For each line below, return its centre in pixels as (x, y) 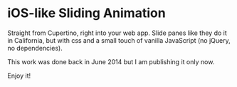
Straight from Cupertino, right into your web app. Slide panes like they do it (117, 33)
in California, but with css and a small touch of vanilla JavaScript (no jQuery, (119, 40)
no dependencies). (35, 48)
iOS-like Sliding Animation (86, 13)
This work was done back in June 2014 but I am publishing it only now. (111, 61)
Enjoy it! (19, 76)
